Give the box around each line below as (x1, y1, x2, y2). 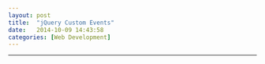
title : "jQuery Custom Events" (8, 19, 114, 27)
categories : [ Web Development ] (8, 33, 111, 41)
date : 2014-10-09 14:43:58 (8, 26, 104, 34)
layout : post (8, 11, 51, 20)
